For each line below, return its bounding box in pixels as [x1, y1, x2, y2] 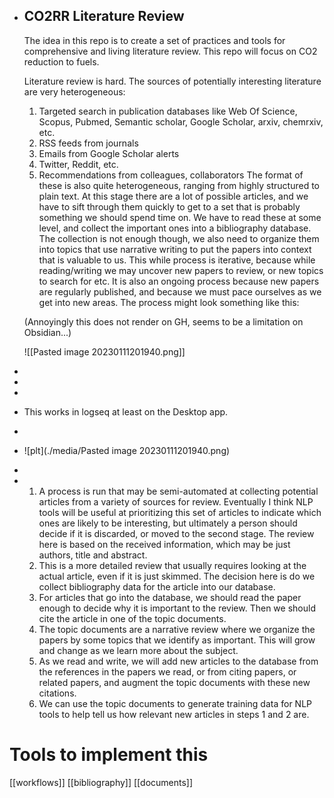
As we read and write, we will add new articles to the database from [38, 655, 319, 667]
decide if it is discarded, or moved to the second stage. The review [38, 527, 315, 539]
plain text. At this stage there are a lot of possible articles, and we [38, 190, 309, 202]
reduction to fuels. [23, 55, 100, 68]
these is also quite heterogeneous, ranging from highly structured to [38, 179, 320, 191]
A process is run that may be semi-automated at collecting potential [38, 485, 319, 497]
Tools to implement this [9, 744, 209, 766]
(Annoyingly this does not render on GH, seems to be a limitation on [23, 315, 304, 328]
